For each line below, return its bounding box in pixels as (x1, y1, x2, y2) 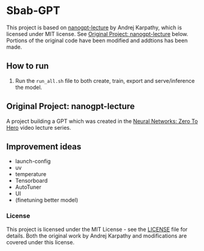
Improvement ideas (6, 141, 82, 152)
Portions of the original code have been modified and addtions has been (6, 37, 188, 44)
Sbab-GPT (6, 4, 61, 18)
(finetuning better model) (15, 196, 79, 204)
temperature (15, 171, 47, 178)
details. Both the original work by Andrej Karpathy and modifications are (6, 232, 187, 239)
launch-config (15, 158, 51, 165)
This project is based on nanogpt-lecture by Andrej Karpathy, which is (6, 24, 182, 31)
